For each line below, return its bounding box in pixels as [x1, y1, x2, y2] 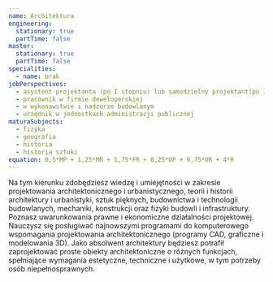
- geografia [15, 132, 57, 141]
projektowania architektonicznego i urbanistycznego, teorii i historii [8, 186, 233, 196]
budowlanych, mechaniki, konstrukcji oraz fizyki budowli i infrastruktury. [8, 204, 250, 214]
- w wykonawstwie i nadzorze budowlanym [15, 102, 154, 111]
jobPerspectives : [8, 80, 67, 88]
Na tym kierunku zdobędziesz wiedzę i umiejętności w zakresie [8, 178, 221, 188]
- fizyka [15, 125, 45, 133]
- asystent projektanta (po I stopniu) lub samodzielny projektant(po [15, 87, 260, 96]
